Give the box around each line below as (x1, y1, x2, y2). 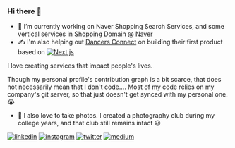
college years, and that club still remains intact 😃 (17, 119, 161, 128)
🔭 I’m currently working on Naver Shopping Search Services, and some (17, 23, 224, 31)
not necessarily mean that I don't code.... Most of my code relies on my (7, 82, 215, 91)
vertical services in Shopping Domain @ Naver (17, 30, 153, 38)
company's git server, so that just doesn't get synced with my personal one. (7, 90, 228, 99)
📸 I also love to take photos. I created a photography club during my (17, 111, 215, 120)
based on (17, 48, 46, 56)
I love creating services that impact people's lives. (7, 61, 153, 70)
